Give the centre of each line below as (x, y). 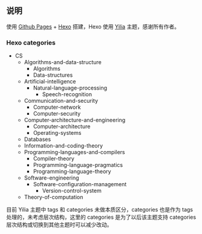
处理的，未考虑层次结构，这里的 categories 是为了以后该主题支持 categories (101, 217)
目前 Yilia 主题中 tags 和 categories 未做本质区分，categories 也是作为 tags (100, 210)
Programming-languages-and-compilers (74, 152)
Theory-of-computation (54, 197)
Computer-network (57, 107)
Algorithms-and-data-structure (63, 62)
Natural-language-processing (70, 88)
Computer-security (57, 114)
